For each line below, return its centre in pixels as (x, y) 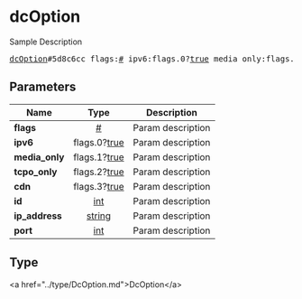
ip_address (38, 216)
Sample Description (46, 42)
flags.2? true (99, 172)
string (98, 216)
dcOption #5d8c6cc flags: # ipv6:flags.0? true (110, 59)
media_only (39, 157)
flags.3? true (99, 186)
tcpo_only (36, 172)
